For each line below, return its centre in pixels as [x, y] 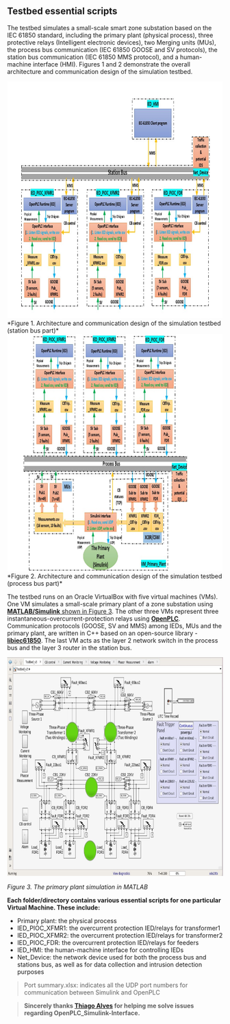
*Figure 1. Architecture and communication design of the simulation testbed [114, 323]
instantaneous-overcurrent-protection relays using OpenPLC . [94, 618]
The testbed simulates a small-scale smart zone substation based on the [110, 27]
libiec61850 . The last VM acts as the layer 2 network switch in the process [113, 640]
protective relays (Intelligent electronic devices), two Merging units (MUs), [112, 42]
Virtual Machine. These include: [54, 907]
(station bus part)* [33, 330]
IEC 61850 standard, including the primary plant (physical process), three [110, 35]
